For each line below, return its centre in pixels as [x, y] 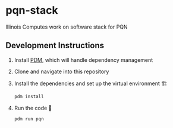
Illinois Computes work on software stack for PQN [67, 27]
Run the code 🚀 [33, 108]
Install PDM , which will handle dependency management [84, 60]
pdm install [29, 96]
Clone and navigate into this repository [62, 71]
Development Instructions [55, 46]
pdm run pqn [29, 119]
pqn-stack [32, 10]
